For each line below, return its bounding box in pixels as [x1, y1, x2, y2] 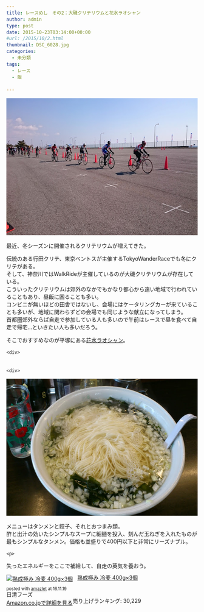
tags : [6, 61, 20, 67]
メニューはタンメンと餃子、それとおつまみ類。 [6, 522, 123, 530]
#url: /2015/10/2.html [6, 35, 64, 42]
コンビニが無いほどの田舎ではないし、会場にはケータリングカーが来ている [6, 301, 192, 308]
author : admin [6, 16, 42, 23]
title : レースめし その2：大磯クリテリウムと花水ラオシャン [6, 10, 141, 16]
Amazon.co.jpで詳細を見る [6, 599, 73, 607]
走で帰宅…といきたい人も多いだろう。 [6, 323, 101, 331]
